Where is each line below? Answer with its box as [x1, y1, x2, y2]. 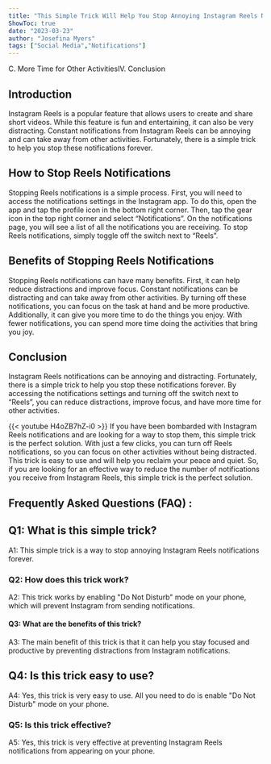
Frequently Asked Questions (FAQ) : [8, 496, 193, 510]
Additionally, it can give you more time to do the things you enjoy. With [8, 310, 243, 319]
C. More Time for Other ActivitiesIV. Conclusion [8, 64, 165, 73]
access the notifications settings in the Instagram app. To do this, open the [8, 196, 256, 206]
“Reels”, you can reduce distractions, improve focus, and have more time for [8, 397, 262, 407]
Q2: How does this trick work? [8, 574, 129, 585]
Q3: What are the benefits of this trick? [8, 619, 142, 629]
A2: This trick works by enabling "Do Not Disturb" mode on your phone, [8, 592, 247, 602]
